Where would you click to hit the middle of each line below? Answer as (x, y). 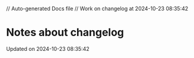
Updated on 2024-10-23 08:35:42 (48, 49)
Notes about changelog (65, 33)
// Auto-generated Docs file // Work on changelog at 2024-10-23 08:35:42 (97, 9)
